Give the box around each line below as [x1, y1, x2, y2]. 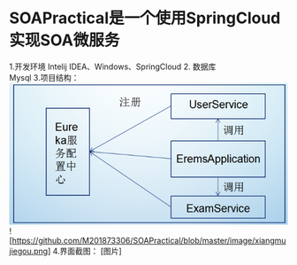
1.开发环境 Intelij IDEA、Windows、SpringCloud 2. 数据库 [9, 61, 217, 72]
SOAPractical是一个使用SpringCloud [9, 8, 281, 28]
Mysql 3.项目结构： [9, 72, 80, 82]
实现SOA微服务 [9, 30, 120, 51]
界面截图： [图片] [59, 246, 122, 256]
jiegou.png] [9, 246, 51, 256]
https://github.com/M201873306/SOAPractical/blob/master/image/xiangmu [11, 235, 286, 246]
